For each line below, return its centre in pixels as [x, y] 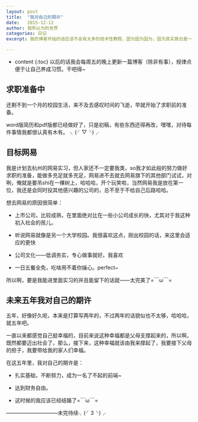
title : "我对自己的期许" [35, 17]
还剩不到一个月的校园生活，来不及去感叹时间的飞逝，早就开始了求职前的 [94, 104]
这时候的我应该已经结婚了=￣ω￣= [56, 400]
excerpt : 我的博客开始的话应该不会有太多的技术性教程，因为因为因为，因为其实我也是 [97, 39]
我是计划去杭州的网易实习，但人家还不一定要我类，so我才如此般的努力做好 [97, 168]
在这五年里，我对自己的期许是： [45, 363]
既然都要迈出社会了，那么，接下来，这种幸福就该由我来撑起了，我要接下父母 [99, 343]
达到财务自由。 [33, 388]
